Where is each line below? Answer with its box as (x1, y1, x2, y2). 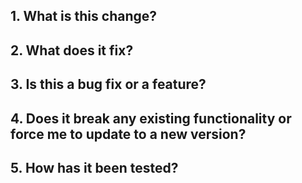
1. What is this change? (10, 8, 158, 25)
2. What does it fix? (10, 42, 134, 59)
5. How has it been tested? (10, 159, 179, 176)
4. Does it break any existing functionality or (10, 110, 292, 127)
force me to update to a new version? (10, 125, 247, 143)
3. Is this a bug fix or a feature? (10, 76, 207, 93)
